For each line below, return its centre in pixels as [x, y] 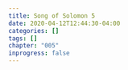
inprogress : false [39, 53]
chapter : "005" [34, 46]
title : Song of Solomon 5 [52, 16]
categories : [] [34, 31]
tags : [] [23, 38]
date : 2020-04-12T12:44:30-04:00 [64, 23]
